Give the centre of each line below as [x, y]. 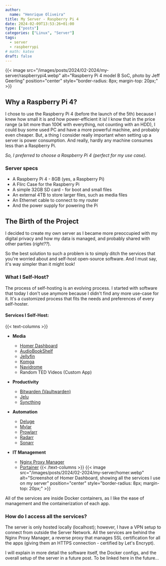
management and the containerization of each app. [58, 503]
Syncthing [30, 402]
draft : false [19, 56]
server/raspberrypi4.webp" [33, 76]
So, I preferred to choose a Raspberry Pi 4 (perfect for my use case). [76, 156]
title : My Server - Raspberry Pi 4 [42, 19]
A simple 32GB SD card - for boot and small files [62, 189]
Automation [25, 411]
